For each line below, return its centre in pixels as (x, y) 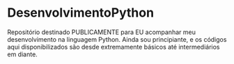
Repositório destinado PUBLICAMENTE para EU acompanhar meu (102, 32)
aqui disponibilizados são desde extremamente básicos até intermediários (114, 47)
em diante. (23, 54)
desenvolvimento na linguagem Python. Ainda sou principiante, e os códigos (117, 39)
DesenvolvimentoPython (81, 13)
